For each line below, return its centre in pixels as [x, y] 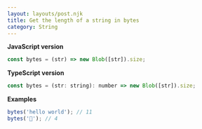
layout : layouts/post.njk [45, 14]
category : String [33, 27]
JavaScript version [35, 47]
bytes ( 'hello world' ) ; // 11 [50, 112]
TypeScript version [36, 73]
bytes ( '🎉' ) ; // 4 [33, 118]
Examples [22, 100]
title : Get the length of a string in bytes [73, 20]
